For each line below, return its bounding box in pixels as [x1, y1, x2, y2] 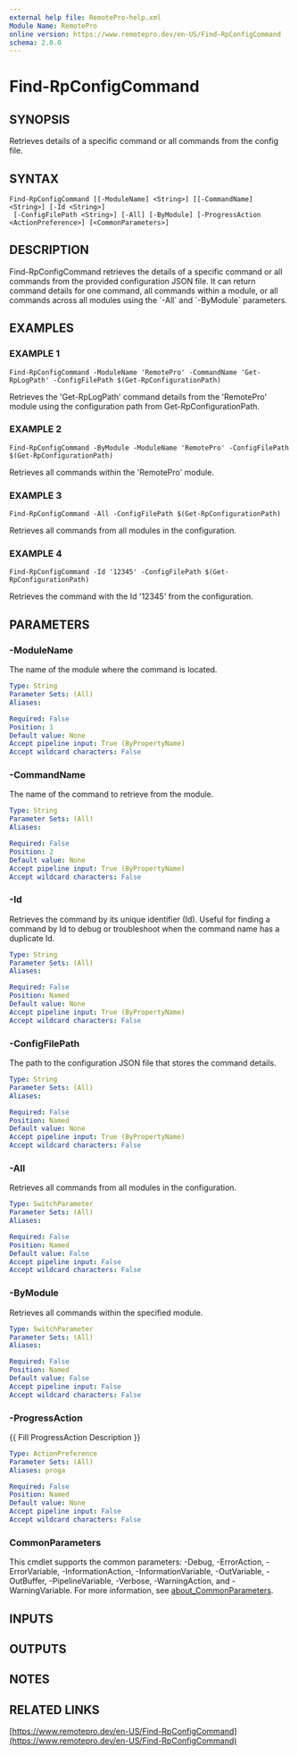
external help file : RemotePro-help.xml [9, 13, 162, 22]
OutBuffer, [9, 1575, 47, 1587]
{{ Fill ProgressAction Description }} [9, 1431, 141, 1442]
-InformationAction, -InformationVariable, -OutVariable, [62, 1566, 265, 1577]
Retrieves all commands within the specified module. [9, 1307, 203, 1318]
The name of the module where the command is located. [9, 664, 218, 675]
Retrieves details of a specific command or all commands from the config [9, 136, 279, 147]
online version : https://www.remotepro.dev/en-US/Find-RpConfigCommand [9, 30, 281, 38]
